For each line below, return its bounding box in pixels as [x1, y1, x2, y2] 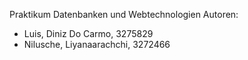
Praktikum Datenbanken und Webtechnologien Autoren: [9, 9, 239, 20]
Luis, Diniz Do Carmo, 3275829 [23, 28, 154, 39]
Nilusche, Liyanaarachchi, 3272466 [23, 39, 171, 50]
